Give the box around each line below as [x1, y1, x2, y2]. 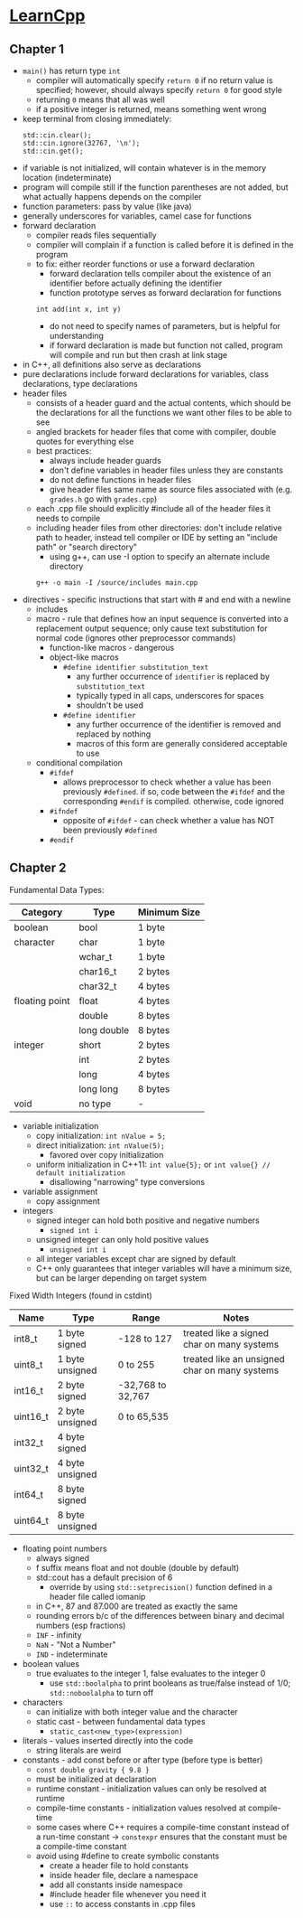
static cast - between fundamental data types [35, 1716, 206, 1726]
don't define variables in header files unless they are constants [49, 465, 284, 475]
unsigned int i [49, 1245, 106, 1255]
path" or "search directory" [35, 541, 138, 552]
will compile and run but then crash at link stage [49, 350, 228, 360]
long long [78, 1082, 119, 1095]
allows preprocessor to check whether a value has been [62, 776, 271, 787]
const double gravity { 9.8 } [35, 1765, 151, 1774]
